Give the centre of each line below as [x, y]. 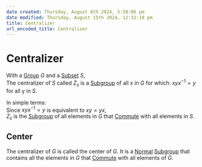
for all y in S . [22, 91]
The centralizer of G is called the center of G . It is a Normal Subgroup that [98, 151]
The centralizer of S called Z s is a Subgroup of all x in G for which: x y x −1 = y [101, 83]
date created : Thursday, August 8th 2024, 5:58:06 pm [76, 12]
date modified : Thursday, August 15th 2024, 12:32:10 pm [80, 18]
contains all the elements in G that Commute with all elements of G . [90, 157]
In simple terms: [26, 102]
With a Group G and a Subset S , [46, 76]
